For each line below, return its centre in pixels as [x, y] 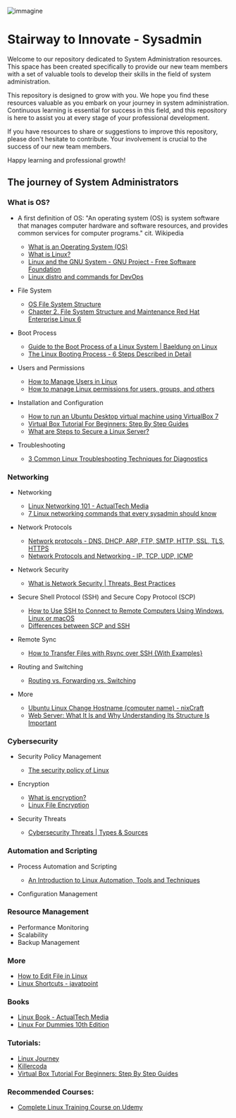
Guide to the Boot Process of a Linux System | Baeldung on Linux [123, 346]
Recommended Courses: [51, 1092]
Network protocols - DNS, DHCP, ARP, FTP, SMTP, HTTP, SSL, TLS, [126, 541]
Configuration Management [57, 893]
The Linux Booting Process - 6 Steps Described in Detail [110, 354]
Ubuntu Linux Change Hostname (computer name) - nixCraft [116, 707]
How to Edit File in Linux [52, 976]
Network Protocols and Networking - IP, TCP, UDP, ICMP [111, 555]
